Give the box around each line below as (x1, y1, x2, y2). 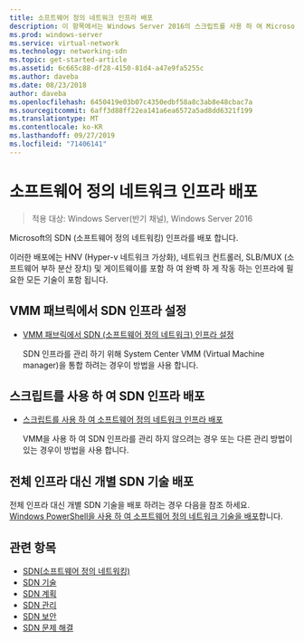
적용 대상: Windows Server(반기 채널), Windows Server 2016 (31, 213, 253, 224)
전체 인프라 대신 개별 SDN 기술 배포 (9, 474, 195, 489)
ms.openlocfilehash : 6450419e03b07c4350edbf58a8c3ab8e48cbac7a (9, 97, 253, 107)
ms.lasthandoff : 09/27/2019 (9, 131, 116, 140)
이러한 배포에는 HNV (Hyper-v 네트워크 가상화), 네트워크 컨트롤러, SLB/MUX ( (9, 251, 288, 263)
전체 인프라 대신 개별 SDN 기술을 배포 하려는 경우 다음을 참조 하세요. (9, 500, 251, 511)
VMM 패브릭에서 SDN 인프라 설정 (9, 303, 187, 319)
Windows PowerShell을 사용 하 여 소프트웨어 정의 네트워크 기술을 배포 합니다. (9, 511, 283, 521)
